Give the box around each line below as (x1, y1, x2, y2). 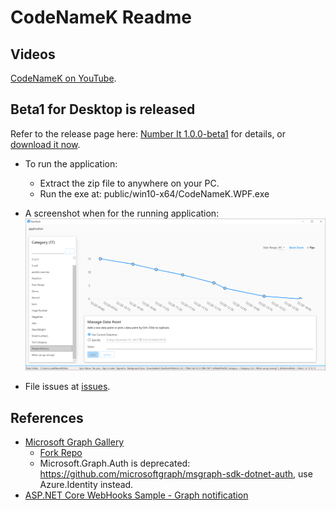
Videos (10, 46, 56, 63)
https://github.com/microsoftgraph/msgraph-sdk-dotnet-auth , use (39, 468, 313, 480)
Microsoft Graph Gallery (24, 436, 125, 448)
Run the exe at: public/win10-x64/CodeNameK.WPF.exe (39, 187, 270, 200)
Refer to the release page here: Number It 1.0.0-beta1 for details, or (10, 127, 287, 140)
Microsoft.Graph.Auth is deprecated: (39, 457, 191, 469)
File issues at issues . (24, 381, 111, 393)
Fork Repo (39, 447, 83, 458)
